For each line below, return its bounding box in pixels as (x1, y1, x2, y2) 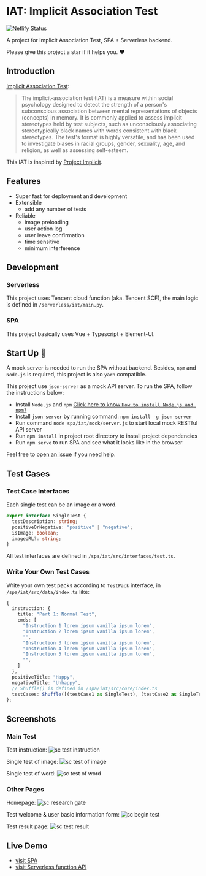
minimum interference (24, 244, 80, 252)
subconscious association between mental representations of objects (21, 107, 197, 115)
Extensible (15, 199, 42, 206)
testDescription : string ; (12, 518, 78, 525)
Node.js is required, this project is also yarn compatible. (6, 371, 147, 378)
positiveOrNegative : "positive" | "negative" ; (12, 524, 133, 530)
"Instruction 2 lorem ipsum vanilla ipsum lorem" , (22, 628, 155, 634)
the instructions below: (6, 389, 64, 397)
